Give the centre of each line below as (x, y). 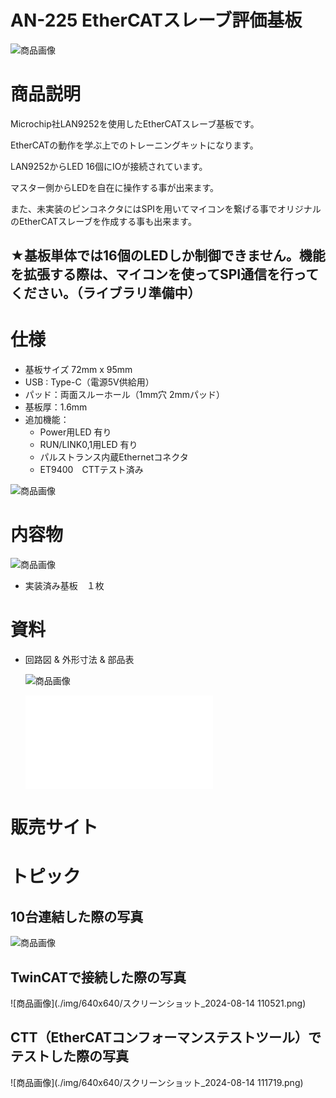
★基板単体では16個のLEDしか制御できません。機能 (168, 256)
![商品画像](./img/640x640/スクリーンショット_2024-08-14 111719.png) (157, 1082)
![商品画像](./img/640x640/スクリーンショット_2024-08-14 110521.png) (158, 1003)
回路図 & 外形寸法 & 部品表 (79, 660)
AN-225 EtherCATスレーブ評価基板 (156, 20)
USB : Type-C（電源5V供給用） (89, 382)
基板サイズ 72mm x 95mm (78, 370)
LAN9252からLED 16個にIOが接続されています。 (109, 166)
